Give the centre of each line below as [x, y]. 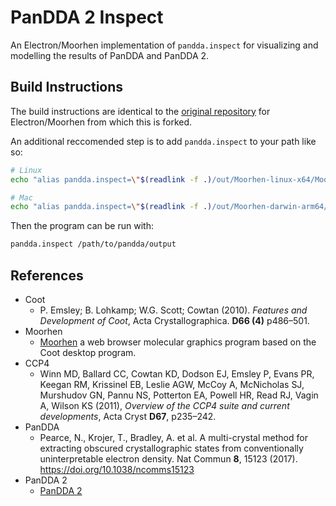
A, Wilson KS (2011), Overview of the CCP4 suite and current [164, 405]
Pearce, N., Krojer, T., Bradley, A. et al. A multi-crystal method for [173, 437]
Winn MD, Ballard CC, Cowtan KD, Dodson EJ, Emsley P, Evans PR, [177, 373]
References [47, 275]
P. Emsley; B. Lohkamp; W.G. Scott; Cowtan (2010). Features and [173, 310]
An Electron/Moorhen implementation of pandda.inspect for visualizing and [164, 45]
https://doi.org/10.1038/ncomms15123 [117, 469]
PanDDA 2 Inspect [87, 17]
